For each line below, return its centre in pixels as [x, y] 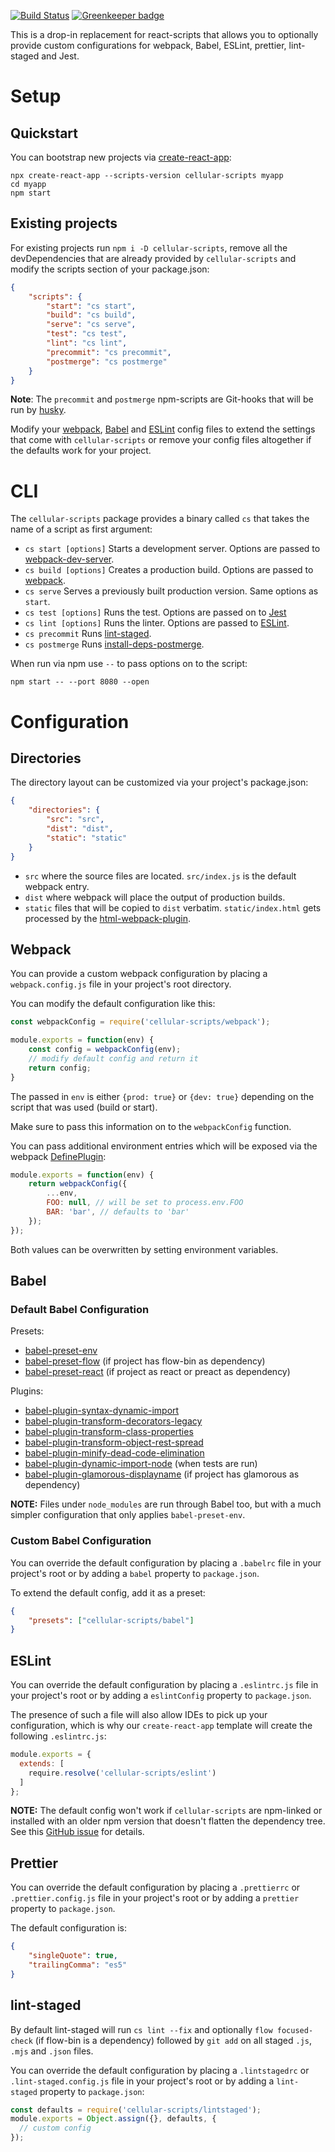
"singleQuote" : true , [73, 1956]
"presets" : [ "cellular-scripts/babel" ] [111, 1620]
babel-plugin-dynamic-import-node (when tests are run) [141, 1464]
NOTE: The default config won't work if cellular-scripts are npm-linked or [166, 1811]
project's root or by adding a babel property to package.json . [135, 1573]
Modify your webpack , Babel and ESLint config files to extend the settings [163, 429]
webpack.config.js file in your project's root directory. [121, 984]
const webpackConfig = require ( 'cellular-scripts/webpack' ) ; [140, 1022]
